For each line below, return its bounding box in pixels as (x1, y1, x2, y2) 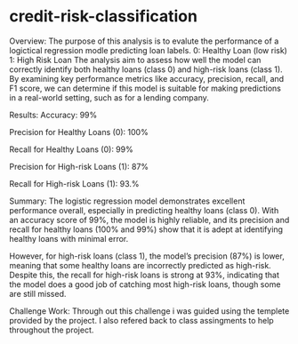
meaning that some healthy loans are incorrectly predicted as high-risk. (9, 260, 271, 270)
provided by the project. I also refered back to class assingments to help (9, 315, 274, 325)
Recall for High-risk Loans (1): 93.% (9, 178, 140, 188)
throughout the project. (9, 324, 94, 335)
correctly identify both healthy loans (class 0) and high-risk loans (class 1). (9, 64, 283, 75)
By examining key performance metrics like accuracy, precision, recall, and (9, 73, 285, 84)
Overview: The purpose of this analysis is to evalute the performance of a (9, 36, 279, 46)
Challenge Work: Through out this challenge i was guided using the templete (9, 305, 290, 316)
